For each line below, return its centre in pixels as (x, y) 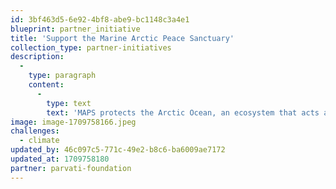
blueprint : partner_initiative (75, 29)
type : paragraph (62, 76)
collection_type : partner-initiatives (91, 47)
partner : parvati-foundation (71, 168)
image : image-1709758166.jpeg (73, 122)
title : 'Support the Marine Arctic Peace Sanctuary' (122, 38)
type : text (69, 103)
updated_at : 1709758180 (60, 159)
